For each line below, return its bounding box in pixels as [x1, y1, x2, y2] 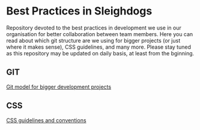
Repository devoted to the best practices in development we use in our [6, 24, 181, 31]
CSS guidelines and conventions [6, 116, 86, 124]
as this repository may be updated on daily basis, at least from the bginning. [6, 49, 195, 57]
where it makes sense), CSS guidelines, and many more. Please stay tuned [6, 43, 191, 51]
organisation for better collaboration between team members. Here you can [6, 30, 193, 37]
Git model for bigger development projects [6, 83, 112, 90]
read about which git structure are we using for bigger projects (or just [6, 37, 181, 44]
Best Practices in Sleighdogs [6, 4, 153, 18]
